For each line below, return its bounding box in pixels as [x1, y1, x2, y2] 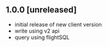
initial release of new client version [14, 20, 102, 28]
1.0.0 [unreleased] [5, 5, 77, 15]
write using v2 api [14, 27, 60, 34]
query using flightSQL [14, 33, 70, 41]
